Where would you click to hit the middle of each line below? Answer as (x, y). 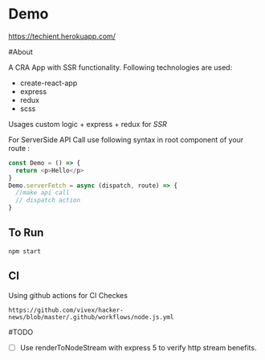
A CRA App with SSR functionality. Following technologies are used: (120, 67)
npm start (25, 251)
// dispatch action (48, 200)
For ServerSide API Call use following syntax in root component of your (126, 139)
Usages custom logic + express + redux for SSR (88, 124)
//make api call (43, 193)
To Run (26, 233)
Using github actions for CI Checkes (68, 295)
